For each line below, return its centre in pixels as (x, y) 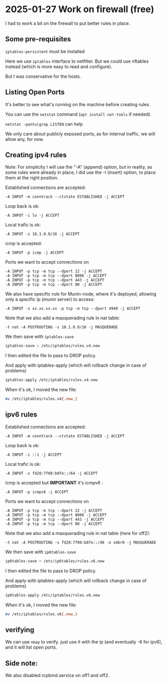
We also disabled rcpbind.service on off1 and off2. (57, 675)
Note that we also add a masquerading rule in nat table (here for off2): (78, 533)
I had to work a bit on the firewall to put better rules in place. (68, 23)
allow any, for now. (25, 139)
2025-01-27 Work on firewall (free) (80, 9)
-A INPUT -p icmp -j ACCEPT (35, 253)
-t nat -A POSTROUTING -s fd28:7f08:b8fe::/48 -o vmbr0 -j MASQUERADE (81, 542)
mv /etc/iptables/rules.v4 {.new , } (41, 399)
